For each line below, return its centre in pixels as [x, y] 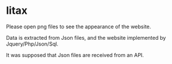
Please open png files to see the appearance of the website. [79, 27]
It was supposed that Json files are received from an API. [75, 55]
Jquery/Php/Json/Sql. [32, 44]
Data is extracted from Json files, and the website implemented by [86, 37]
